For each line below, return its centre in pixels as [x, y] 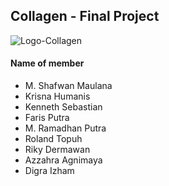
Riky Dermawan [57, 150]
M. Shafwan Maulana [68, 86]
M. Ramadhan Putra [65, 128]
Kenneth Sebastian [63, 107]
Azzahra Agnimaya [63, 160]
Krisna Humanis [57, 96]
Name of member [47, 63]
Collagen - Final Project [85, 16]
